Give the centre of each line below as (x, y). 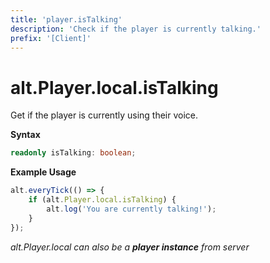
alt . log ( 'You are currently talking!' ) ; (131, 209)
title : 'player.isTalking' (66, 19)
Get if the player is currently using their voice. (104, 115)
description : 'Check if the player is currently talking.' (136, 29)
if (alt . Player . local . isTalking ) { (102, 200)
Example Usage (43, 172)
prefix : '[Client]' (51, 38)
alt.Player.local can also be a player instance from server (130, 247)
